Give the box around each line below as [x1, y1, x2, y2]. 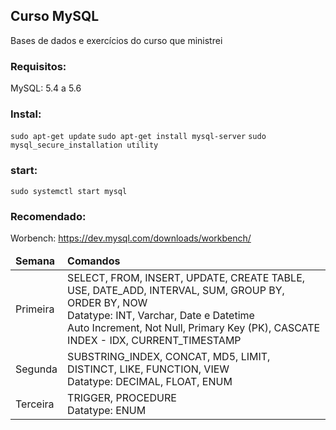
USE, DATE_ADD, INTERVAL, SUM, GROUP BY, [67, 284, 285, 297]
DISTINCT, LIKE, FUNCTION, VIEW [67, 362, 230, 376]
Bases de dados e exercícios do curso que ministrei [10, 34, 223, 46]
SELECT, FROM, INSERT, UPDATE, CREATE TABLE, [67, 271, 306, 284]
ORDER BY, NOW [67, 296, 148, 309]
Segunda [15, 362, 58, 376]
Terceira [15, 397, 55, 411]
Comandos [67, 254, 121, 268]
